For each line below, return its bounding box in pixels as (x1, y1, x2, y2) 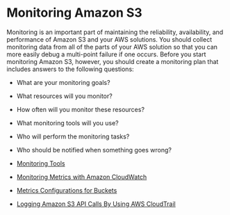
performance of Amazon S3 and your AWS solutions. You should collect (6, 35, 213, 43)
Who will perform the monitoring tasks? (16, 132, 130, 141)
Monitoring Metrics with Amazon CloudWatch (16, 173, 147, 181)
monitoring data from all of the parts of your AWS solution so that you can (6, 42, 218, 51)
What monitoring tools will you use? (16, 118, 119, 127)
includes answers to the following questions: (6, 65, 134, 73)
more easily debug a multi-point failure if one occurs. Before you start (6, 50, 206, 58)
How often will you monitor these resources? (16, 105, 145, 113)
